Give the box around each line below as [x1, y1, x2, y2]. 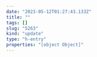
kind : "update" [6, 31, 44, 37]
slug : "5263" [6, 25, 39, 31]
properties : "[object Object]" [6, 42, 84, 48]
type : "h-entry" [6, 36, 46, 42]
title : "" [6, 14, 31, 20]
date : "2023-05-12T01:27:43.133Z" [6, 8, 92, 15]
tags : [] [6, 20, 28, 26]
